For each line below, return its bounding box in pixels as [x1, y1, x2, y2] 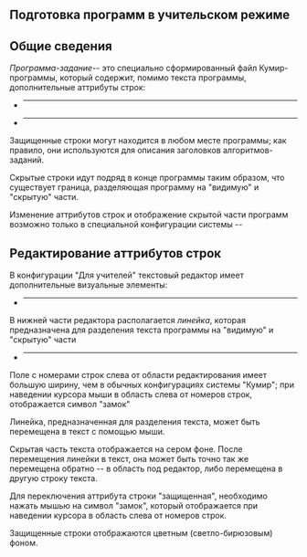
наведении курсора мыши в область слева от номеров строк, [9, 389, 253, 400]
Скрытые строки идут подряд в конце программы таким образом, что [9, 173, 285, 184]
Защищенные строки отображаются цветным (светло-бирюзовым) [9, 528, 273, 539]
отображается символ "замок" [9, 399, 131, 410]
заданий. [9, 154, 45, 165]
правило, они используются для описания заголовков [9, 145, 221, 156]
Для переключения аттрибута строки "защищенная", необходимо [9, 490, 268, 501]
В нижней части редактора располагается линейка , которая [9, 315, 247, 326]
